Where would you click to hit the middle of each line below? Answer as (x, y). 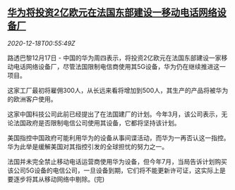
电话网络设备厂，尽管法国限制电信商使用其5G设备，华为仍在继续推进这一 (119, 66)
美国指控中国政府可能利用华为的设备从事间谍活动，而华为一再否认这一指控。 (119, 138)
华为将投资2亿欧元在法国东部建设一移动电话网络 (112, 13)
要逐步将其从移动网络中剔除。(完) (56, 179)
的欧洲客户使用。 (32, 99)
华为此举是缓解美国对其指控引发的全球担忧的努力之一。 (88, 146)
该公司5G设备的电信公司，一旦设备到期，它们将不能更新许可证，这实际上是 (116, 170)
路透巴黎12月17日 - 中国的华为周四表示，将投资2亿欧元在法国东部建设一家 (114, 58)
